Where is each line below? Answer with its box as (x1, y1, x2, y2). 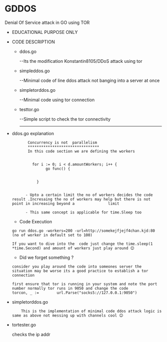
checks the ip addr (11, 331, 51, 337)
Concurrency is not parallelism (27, 140, 97, 145)
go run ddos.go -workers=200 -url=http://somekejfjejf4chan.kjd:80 (11, 228, 155, 233)
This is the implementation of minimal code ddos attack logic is (21, 309, 162, 314)
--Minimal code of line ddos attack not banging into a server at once (19, 77, 160, 83)
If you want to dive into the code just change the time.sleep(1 (11, 241, 153, 246)
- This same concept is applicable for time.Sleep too (25, 210, 142, 215)
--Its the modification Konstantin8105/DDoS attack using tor (19, 58, 143, 64)
